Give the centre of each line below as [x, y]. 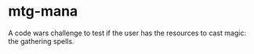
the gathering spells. [41, 41]
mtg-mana [43, 11]
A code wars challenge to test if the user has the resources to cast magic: [127, 33]
